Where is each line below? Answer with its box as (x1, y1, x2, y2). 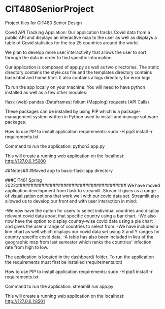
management (5, 113, 32, 119)
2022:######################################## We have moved (5, 182, 160, 188)
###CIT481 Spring (5, 177, 42, 183)
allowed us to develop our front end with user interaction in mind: (5, 198, 137, 204)
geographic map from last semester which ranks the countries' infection (5, 239, 152, 245)
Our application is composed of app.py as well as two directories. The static (5, 64, 159, 70)
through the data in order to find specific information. (5, 54, 113, 60)
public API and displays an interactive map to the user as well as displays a (5, 34, 157, 40)
